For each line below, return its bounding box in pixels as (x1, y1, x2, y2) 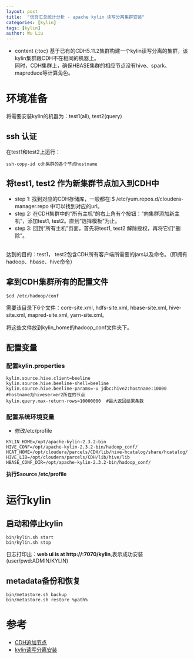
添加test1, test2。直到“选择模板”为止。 (27, 217, 121, 224)
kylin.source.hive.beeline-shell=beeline (6, 380, 109, 387)
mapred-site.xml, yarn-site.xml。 (27, 311, 108, 318)
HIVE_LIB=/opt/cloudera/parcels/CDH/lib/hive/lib (6, 454, 131, 460)
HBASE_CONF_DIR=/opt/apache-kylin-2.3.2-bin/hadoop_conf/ (6, 460, 151, 466)
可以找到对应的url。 (55, 202, 103, 209)
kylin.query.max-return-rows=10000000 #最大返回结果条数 (6, 398, 144, 404)
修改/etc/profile (14, 427, 52, 434)
